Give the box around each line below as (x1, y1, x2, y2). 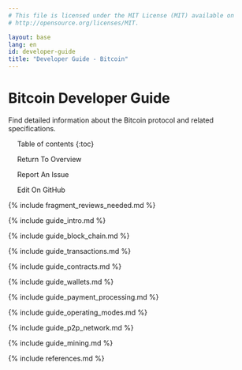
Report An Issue (17, 169, 69, 179)
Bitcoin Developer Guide (8, 89, 171, 108)
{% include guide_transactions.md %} (8, 246, 132, 255)
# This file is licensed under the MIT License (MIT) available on (8, 11, 235, 20)
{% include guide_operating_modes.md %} (8, 308, 148, 317)
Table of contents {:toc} (17, 139, 95, 149)
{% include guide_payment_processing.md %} (8, 292, 159, 301)
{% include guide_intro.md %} (8, 215, 106, 225)
